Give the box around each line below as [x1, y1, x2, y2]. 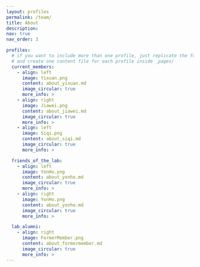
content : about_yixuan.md [21, 80, 86, 86]
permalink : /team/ [6, 14, 52, 20]
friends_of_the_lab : [11, 157, 62, 164]
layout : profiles [6, 8, 49, 15]
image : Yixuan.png [21, 75, 68, 81]
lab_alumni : [11, 224, 42, 230]
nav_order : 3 [6, 36, 39, 42]
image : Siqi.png [21, 131, 62, 136]
